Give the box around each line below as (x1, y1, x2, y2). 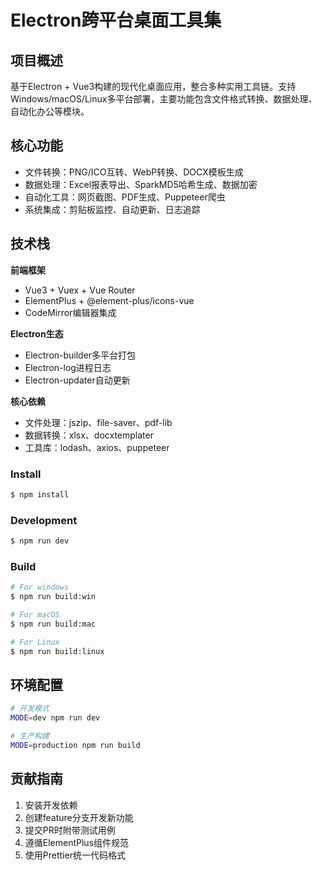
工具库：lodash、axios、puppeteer (24, 441, 170, 453)
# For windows (10, 582, 70, 593)
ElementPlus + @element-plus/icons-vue (24, 294, 195, 306)
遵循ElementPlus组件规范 (24, 836, 130, 848)
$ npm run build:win (10, 592, 97, 602)
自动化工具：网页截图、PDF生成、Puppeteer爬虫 (24, 191, 226, 203)
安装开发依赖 (24, 799, 78, 811)
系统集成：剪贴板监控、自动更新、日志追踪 (24, 203, 201, 215)
